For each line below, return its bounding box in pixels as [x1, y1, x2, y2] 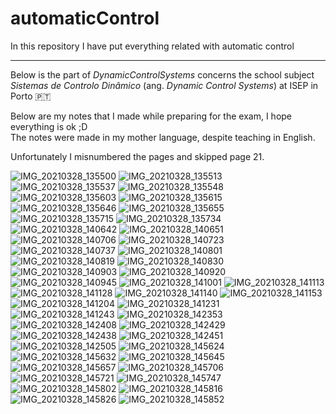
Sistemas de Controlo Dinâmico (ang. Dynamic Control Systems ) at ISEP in [10, 79, 319, 91]
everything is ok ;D [10, 120, 88, 132]
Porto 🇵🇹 [10, 90, 52, 102]
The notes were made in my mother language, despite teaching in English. [10, 131, 316, 143]
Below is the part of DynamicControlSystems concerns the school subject [10, 68, 315, 81]
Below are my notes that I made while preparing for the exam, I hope [10, 110, 293, 122]
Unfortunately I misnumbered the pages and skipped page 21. [10, 150, 265, 162]
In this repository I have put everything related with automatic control [10, 40, 295, 52]
